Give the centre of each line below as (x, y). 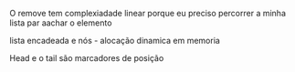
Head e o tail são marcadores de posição (87, 58)
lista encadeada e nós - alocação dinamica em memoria (115, 41)
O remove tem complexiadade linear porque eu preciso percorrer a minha (147, 13)
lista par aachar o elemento (61, 23)
